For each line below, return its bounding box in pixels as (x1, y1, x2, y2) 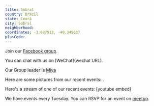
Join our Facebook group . (5, 48, 58, 54)
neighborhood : (5, 26, 34, 30)
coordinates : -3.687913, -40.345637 (5, 30, 80, 35)
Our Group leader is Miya (5, 67, 56, 73)
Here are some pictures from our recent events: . (5, 77, 104, 82)
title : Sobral (5, 7, 34, 12)
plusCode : (5, 35, 26, 40)
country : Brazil (5, 12, 38, 17)
